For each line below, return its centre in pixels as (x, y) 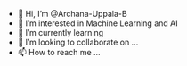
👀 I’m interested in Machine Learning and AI (98, 23)
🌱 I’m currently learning (61, 33)
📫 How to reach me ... (59, 52)
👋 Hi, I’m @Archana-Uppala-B (72, 14)
